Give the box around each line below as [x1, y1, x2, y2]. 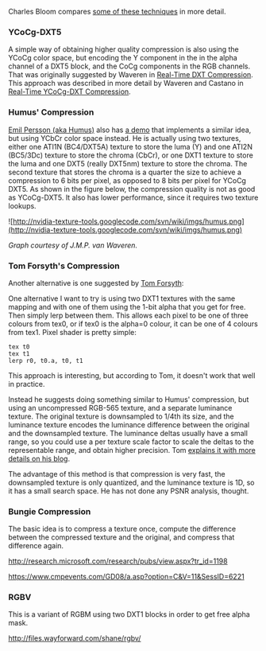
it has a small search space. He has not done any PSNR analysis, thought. [8, 485, 249, 496]
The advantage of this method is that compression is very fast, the [8, 469, 226, 478]
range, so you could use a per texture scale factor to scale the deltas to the [8, 437, 254, 446]
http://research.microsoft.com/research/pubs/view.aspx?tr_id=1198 [8, 556, 228, 566]
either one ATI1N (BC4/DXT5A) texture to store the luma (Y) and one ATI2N [8, 142, 253, 151]
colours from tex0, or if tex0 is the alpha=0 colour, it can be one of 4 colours [8, 318, 258, 329]
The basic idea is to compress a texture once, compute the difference [8, 524, 237, 534]
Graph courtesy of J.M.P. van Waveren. [8, 240, 137, 250]
